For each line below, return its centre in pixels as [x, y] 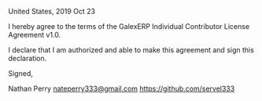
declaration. [28, 58]
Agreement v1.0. [35, 35]
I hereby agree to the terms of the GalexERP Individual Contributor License [129, 26]
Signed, [20, 73]
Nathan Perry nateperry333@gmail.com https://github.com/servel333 [122, 88]
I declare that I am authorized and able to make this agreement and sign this [131, 50]
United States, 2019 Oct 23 [52, 11]
